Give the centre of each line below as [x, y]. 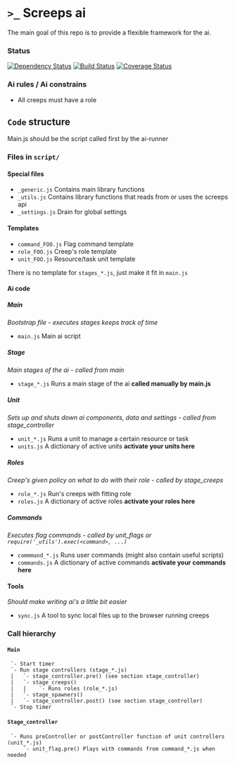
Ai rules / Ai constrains [47, 85]
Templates [23, 228]
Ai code [19, 289]
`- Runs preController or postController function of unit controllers [118, 737]
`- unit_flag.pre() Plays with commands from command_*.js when [119, 748]
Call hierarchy [32, 634]
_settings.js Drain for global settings [72, 212]
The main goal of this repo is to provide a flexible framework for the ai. [109, 32]
